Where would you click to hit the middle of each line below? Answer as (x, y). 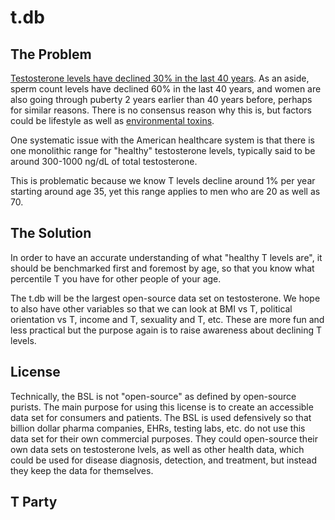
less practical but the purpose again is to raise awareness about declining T (166, 330)
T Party (34, 502)
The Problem (51, 54)
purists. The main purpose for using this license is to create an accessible (162, 407)
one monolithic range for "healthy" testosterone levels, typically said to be (163, 150)
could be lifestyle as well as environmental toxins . (112, 120)
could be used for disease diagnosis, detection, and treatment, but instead (163, 460)
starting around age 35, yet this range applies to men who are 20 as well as (165, 191)
